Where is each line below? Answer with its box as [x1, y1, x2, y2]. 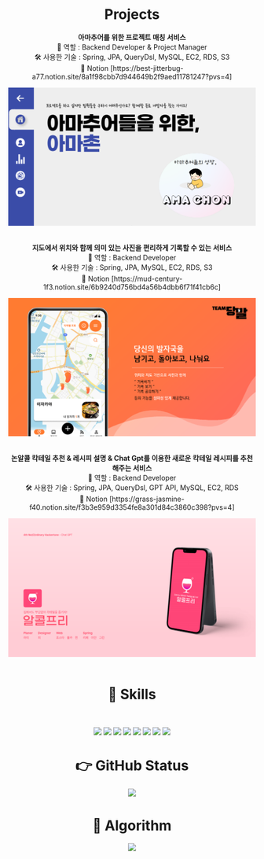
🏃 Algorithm [92, 817, 172, 835]
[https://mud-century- [111, 274, 183, 283]
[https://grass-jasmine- [108, 494, 185, 503]
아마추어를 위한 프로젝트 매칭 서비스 [78, 32, 186, 42]
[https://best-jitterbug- [109, 63, 184, 72]
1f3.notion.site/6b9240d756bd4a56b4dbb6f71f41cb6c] [42, 282, 222, 292]
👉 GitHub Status [75, 757, 189, 775]
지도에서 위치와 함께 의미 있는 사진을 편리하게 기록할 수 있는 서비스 [31, 242, 233, 253]
